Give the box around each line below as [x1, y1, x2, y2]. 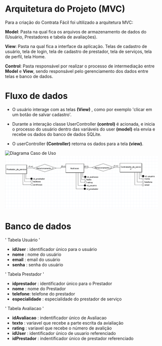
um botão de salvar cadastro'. [12, 112, 72, 117]
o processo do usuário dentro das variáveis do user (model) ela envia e [12, 126, 155, 132]
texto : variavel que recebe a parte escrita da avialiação [12, 320, 124, 326]
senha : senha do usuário [12, 262, 64, 267]
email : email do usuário [12, 256, 61, 263]
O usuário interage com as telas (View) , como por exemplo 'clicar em [12, 106, 152, 112]
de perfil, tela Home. [5, 53, 46, 59]
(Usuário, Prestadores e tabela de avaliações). [5, 34, 98, 40]
